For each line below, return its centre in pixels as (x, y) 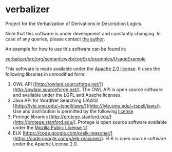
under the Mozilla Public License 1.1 (50, 127)
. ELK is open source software (134, 138)
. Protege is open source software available (121, 122)
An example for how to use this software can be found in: (66, 49)
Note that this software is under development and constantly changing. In (83, 33)
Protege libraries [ (32, 117)
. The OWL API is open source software (121, 89)
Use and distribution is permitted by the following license (73, 111)
